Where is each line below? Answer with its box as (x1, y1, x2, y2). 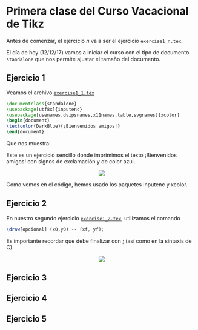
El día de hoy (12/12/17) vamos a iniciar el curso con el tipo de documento (6, 48, 190, 56)
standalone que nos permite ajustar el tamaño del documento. (6, 55, 161, 62)
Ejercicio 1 (6, 73, 45, 83)
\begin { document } (6, 117, 50, 124)
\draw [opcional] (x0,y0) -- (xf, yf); (6, 226, 104, 233)
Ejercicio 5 (6, 314, 47, 324)
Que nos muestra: (6, 140, 51, 147)
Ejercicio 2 (6, 199, 47, 209)
